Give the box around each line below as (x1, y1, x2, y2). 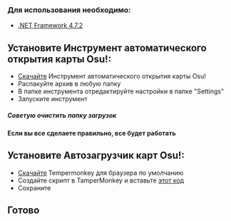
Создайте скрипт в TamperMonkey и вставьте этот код (17, 176, 184, 185)
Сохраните (17, 183, 51, 192)
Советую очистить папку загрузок (7, 110, 117, 119)
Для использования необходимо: (7, 5, 131, 15)
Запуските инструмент (17, 95, 88, 103)
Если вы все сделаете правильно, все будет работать (7, 129, 176, 138)
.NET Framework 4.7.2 (17, 21, 83, 30)
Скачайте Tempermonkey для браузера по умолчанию (17, 168, 184, 177)
